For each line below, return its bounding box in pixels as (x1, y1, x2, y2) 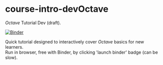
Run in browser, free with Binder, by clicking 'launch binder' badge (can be (5, 49, 158, 55)
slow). (5, 54, 18, 60)
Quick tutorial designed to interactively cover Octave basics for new (5, 38, 144, 45)
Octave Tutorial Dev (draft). (5, 20, 61, 26)
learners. (5, 44, 24, 50)
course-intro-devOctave (5, 3, 108, 15)
